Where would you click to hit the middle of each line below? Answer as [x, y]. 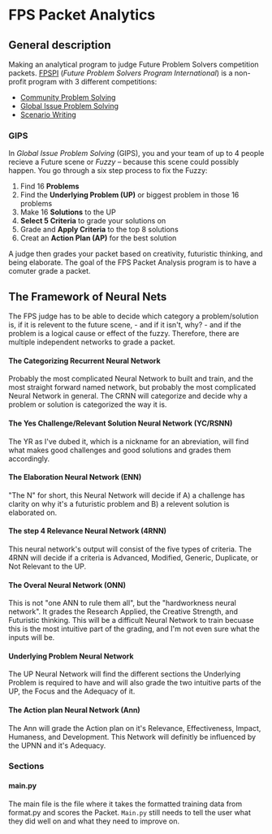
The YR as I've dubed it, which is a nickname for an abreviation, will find [129, 441]
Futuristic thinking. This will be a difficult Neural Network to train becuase [131, 620]
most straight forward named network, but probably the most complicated [132, 387]
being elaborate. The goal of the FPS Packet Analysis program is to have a [133, 262]
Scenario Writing [48, 115]
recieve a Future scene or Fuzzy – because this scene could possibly [124, 162]
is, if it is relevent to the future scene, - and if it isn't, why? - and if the [125, 325]
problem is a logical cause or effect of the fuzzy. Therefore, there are [124, 334]
